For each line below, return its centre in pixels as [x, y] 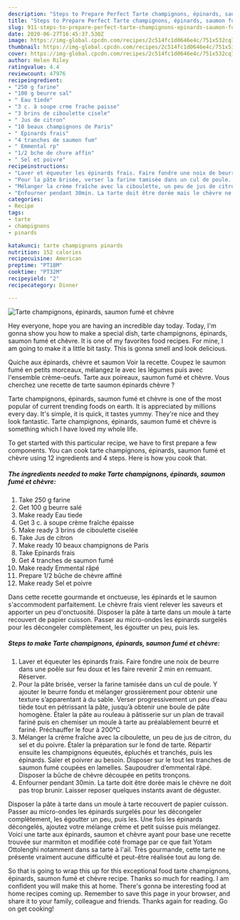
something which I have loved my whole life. [73, 429]
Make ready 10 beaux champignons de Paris [83, 545]
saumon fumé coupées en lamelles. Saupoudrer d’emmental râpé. [115, 767]
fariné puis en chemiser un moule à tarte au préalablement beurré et [119, 722]
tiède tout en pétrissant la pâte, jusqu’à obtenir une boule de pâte [114, 707]
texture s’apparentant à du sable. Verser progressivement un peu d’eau [122, 699]
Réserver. [32, 676]
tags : [16, 213]
